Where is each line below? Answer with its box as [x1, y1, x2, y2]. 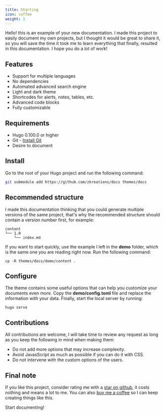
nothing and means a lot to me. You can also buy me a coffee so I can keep [5, 389, 158, 395]
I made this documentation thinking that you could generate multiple [5, 206, 144, 212]
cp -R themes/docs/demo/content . [5, 258, 77, 263]
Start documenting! [5, 404, 44, 410]
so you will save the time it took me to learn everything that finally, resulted [5, 41, 158, 46]
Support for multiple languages [12, 73, 76, 79]
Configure [5, 272, 37, 280]
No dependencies [12, 79, 49, 84]
